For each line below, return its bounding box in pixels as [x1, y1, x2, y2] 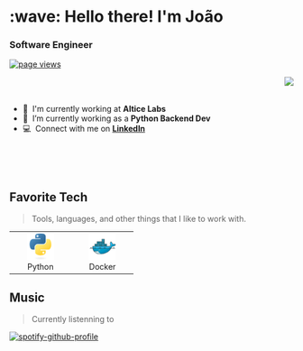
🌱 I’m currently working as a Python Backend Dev [22, 113, 211, 124]
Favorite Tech [9, 189, 88, 205]
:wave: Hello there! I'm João [9, 6, 224, 27]
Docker [88, 262, 116, 272]
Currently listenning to [31, 314, 115, 325]
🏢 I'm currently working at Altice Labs [22, 104, 167, 115]
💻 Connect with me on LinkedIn [22, 124, 146, 134]
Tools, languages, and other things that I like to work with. [31, 214, 246, 225]
